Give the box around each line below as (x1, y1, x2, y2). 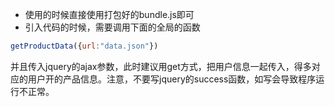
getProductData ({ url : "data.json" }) (10, 41, 159, 51)
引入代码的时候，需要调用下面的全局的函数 (24, 21, 201, 33)
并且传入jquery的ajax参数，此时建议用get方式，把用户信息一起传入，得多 (10, 60, 312, 72)
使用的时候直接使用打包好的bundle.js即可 (24, 9, 195, 20)
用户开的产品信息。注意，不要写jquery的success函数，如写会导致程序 (27, 73, 317, 85)
